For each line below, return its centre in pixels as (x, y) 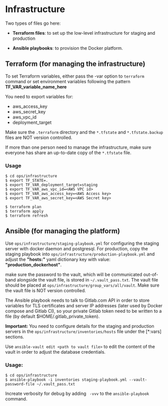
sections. (15, 336)
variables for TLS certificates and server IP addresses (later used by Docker (84, 305)
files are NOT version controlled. (39, 138)
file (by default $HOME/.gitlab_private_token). (52, 316)
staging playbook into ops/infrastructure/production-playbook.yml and (80, 254)
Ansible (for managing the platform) (63, 231)
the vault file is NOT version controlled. (46, 290)
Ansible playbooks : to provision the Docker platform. (68, 48)
